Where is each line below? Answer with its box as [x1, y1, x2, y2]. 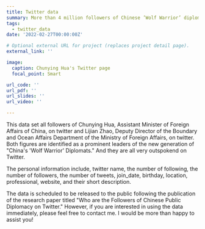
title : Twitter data [6, 9, 59, 15]
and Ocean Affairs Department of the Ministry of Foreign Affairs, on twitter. [6, 134, 195, 141]
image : [6, 59, 23, 65]
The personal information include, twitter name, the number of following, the [6, 165, 198, 172]
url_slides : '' [6, 93, 45, 100]
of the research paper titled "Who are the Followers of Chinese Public [6, 197, 181, 203]
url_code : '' [6, 82, 40, 88]
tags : [6, 20, 20, 26]
